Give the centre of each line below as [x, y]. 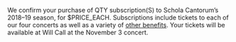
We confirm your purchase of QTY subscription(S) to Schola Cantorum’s [113, 10]
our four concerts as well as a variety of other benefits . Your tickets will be [116, 25]
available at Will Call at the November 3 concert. [78, 32]
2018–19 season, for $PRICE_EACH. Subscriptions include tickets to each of [118, 17]
